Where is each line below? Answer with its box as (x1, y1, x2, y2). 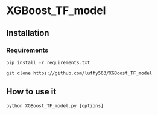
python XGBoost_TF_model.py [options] (6, 102, 104, 109)
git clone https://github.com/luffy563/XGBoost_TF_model (6, 70, 153, 76)
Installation (6, 28, 49, 38)
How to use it (6, 87, 57, 97)
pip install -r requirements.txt (6, 59, 90, 65)
